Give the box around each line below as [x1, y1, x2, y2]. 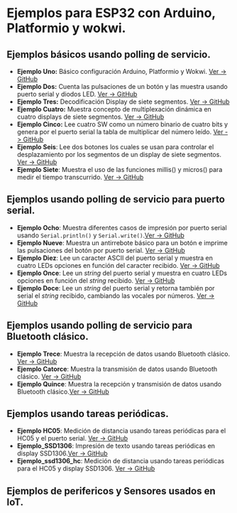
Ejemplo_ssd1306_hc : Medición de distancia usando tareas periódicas [16, 457, 225, 465]
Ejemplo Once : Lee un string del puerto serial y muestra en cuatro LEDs [16, 269, 228, 277]
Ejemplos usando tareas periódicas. [6, 408, 169, 420]
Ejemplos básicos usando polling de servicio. [6, 48, 211, 60]
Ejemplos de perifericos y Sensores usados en [6, 485, 216, 497]
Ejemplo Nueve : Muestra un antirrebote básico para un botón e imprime [16, 238, 228, 247]
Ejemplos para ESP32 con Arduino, [6, 5, 216, 21]
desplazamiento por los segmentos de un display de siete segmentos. [16, 151, 221, 158]
